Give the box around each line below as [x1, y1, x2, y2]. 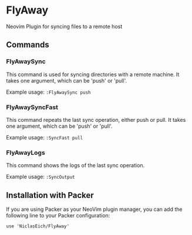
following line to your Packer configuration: [6, 212, 110, 219]
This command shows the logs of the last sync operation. [6, 162, 145, 169]
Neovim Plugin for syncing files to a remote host [6, 23, 123, 30]
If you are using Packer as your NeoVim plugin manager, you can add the [6, 206, 183, 213]
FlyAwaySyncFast [6, 103, 59, 111]
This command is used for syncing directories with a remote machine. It [6, 71, 180, 78]
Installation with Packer [6, 190, 94, 200]
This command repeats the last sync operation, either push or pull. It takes [6, 116, 186, 123]
